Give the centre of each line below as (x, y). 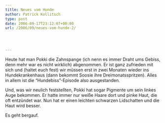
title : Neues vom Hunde (30, 10)
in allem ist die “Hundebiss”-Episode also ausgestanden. (62, 81)
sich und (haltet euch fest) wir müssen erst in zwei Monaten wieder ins (77, 70)
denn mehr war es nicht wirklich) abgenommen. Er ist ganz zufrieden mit (79, 65)
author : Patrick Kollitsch (33, 14)
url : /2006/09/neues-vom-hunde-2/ (41, 28)
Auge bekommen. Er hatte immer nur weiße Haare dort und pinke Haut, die (81, 95)
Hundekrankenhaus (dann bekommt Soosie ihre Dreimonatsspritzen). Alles (81, 75)
